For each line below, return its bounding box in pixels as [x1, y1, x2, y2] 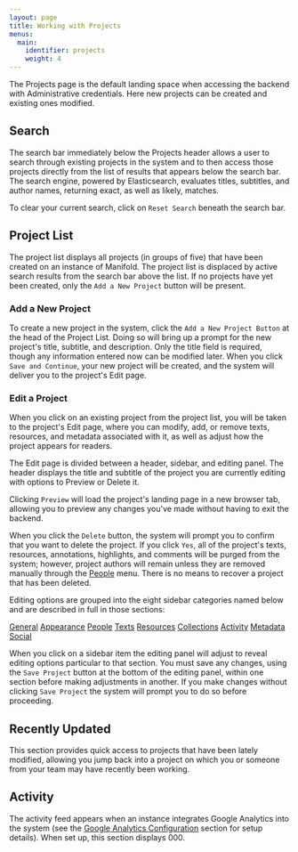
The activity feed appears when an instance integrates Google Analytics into [9, 813, 289, 824]
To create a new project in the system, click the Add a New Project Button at [9, 322, 290, 333]
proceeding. [9, 695, 54, 706]
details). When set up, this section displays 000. [9, 832, 185, 842]
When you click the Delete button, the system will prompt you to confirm [9, 531, 275, 541]
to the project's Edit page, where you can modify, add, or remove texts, [9, 422, 270, 433]
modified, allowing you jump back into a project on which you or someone [9, 754, 280, 766]
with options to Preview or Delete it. [9, 477, 140, 488]
